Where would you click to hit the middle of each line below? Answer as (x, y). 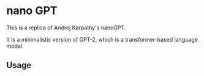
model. (15, 46)
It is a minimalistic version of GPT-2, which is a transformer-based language (102, 39)
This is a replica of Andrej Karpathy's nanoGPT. (66, 28)
